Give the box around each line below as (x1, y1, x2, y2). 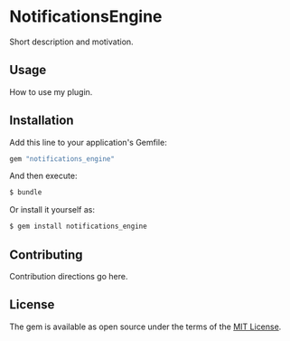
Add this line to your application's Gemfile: (9, 137, 167, 147)
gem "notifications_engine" (9, 154, 116, 164)
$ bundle (9, 188, 42, 197)
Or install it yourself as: (9, 204, 95, 215)
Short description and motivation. (9, 36, 134, 47)
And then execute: (9, 170, 78, 182)
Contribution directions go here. (9, 271, 128, 281)
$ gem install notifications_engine (9, 222, 147, 232)
